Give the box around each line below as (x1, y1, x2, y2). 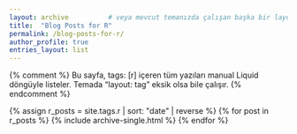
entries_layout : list (9, 46, 89, 55)
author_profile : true (9, 37, 89, 47)
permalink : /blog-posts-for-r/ (9, 29, 125, 38)
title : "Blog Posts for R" (9, 21, 113, 30)
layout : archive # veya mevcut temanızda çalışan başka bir (9, 12, 271, 22)
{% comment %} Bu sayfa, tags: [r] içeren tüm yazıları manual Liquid (9, 70, 259, 80)
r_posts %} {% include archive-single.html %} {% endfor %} (9, 115, 229, 126)
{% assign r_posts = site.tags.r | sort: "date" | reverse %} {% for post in (9, 106, 270, 116)
